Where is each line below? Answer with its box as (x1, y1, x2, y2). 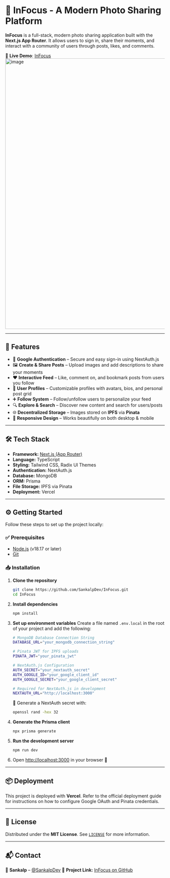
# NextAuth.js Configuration (12, 663, 74, 668)
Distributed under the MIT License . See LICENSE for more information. (5, 831, 150, 837)
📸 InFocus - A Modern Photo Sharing (5, 5, 161, 16)
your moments (12, 369, 43, 375)
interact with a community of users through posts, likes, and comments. (5, 43, 155, 49)
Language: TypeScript (12, 456, 60, 462)
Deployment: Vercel (12, 489, 55, 495)
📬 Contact (5, 851, 41, 860)
